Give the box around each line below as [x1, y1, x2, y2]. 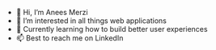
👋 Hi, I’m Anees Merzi [15, 8, 88, 17]
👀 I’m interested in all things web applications [15, 16, 167, 25]
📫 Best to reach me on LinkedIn [15, 33, 124, 43]
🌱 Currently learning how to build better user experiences [15, 25, 208, 33]
